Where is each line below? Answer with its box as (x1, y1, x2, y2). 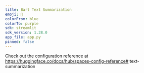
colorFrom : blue (5, 16, 39, 21)
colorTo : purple (5, 21, 39, 26)
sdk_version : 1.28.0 (5, 30, 48, 35)
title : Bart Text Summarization (5, 7, 72, 12)
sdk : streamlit (5, 26, 37, 31)
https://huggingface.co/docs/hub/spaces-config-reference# (5, 58, 129, 64)
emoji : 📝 (5, 12, 23, 17)
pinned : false (5, 39, 35, 44)
